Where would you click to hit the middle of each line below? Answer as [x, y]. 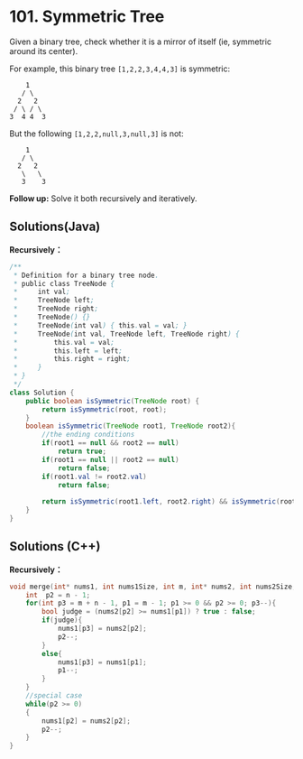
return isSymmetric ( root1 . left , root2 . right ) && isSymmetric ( [161, 502]
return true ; [82, 451]
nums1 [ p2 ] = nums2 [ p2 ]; [86, 721]
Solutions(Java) [55, 227]
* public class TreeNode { [64, 283]
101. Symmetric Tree [87, 17]
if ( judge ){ [62, 620]
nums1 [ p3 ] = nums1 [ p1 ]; [102, 662]
